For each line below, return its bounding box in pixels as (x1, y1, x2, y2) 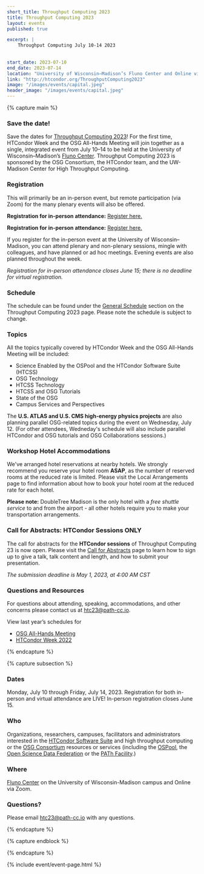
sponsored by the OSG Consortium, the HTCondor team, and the (7, 159, 168, 166)
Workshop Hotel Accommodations (7, 447, 111, 455)
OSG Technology (15, 375, 59, 382)
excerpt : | (7, 37, 35, 43)
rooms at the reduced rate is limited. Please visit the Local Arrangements (7, 473, 188, 481)
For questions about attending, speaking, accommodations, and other (7, 600, 181, 607)
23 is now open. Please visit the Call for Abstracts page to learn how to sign (7, 546, 196, 553)
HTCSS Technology (15, 381, 65, 389)
